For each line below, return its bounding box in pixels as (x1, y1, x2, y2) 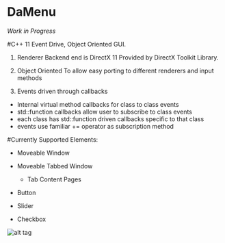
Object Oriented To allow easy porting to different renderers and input (16, 66, 214, 75)
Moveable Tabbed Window (16, 162, 93, 170)
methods (16, 73, 42, 82)
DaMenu (7, 4, 57, 20)
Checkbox (16, 215, 47, 223)
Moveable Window (16, 149, 70, 157)
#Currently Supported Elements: (7, 135, 98, 144)
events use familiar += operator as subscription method (16, 122, 174, 130)
